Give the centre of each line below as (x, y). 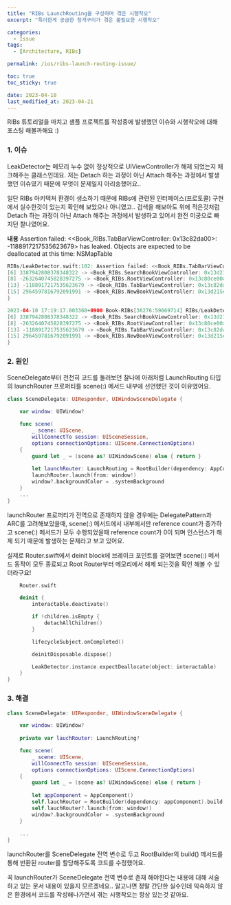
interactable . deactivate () (70, 604)
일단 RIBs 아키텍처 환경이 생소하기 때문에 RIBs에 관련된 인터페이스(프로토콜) (109, 198)
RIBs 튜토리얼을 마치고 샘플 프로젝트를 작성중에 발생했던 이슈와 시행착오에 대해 (112, 122)
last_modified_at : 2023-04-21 (51, 101)
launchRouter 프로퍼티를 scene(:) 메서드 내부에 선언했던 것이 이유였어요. (112, 386)
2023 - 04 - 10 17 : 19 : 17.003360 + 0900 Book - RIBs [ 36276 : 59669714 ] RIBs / (104, 310)
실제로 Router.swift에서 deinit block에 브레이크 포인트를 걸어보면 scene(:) (107, 555)
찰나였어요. (35, 223)
